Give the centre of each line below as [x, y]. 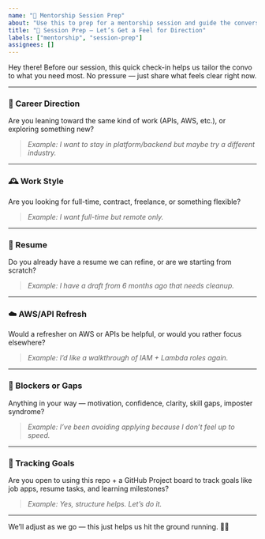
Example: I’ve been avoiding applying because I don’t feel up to [131, 427]
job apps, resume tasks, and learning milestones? [89, 488]
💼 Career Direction [44, 104]
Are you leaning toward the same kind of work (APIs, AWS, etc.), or [117, 121]
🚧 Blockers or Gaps [45, 386]
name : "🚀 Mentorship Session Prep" [67, 15]
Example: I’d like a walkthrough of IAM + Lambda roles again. [128, 358]
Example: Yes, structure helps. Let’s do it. [95, 503]
